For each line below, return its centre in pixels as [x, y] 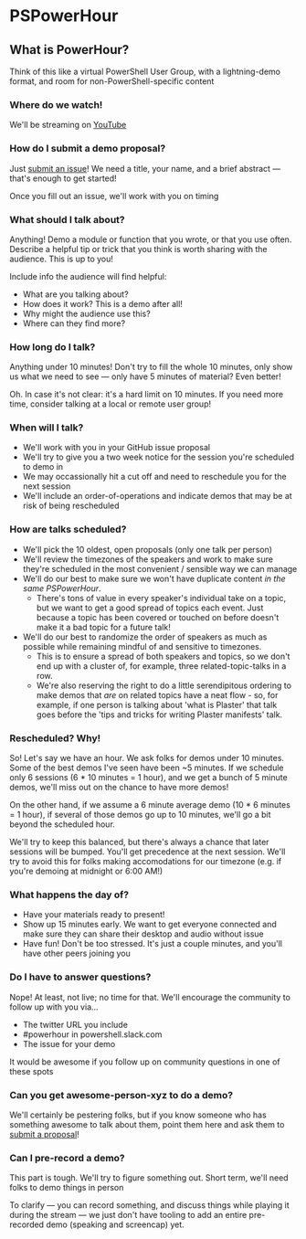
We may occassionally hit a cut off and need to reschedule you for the [154, 477]
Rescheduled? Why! [55, 738]
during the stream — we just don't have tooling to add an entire [128, 1215]
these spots [32, 1071]
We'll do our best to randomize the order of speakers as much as [145, 637]
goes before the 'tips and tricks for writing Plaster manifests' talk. [159, 715]
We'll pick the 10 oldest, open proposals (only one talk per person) [147, 549]
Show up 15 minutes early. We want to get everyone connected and [149, 925]
